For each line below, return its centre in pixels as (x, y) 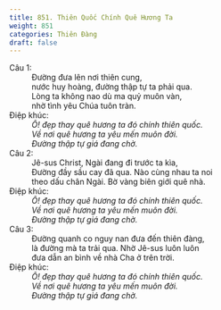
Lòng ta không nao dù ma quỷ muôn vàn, (107, 96)
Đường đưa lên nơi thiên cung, (87, 78)
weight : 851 (31, 26)
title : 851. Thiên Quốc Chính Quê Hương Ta (91, 17)
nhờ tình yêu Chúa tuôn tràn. (84, 106)
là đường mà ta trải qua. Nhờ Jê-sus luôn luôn (115, 248)
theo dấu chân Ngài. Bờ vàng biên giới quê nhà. (119, 182)
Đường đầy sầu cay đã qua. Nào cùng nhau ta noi (122, 172)
